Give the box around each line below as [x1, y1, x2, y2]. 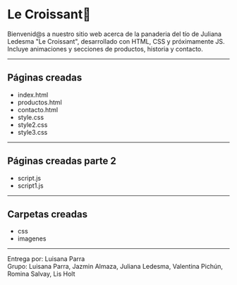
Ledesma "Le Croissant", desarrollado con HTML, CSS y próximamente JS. [7, 37, 225, 45]
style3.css [17, 128, 48, 136]
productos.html [17, 98, 62, 107]
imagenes [17, 234, 47, 243]
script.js [17, 174, 41, 182]
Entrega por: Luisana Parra [7, 255, 85, 263]
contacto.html [17, 105, 59, 114]
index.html [17, 90, 49, 99]
